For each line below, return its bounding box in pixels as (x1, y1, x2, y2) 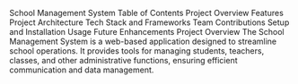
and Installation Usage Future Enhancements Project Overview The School (9, 27, 285, 37)
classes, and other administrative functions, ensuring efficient (9, 55, 238, 65)
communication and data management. (9, 64, 154, 75)
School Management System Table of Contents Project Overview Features (9, 8, 285, 18)
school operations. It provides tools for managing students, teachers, (9, 46, 265, 56)
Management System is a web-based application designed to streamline (9, 36, 276, 46)
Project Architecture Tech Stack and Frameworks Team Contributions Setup (9, 17, 290, 28)
